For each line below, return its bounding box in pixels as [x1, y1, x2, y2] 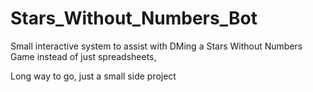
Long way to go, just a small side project [10, 70, 177, 82]
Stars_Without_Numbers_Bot [10, 7, 258, 30]
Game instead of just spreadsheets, [10, 50, 157, 62]
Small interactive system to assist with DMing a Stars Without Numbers [10, 40, 303, 52]
